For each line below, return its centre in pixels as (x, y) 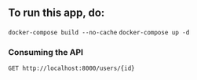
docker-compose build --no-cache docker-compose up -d (99, 32)
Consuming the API (46, 52)
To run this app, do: (57, 13)
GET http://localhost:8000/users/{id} (71, 69)
